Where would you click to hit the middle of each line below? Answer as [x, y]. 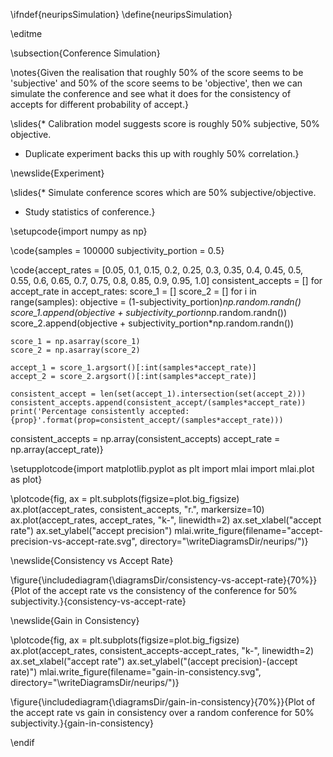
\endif [22, 742]
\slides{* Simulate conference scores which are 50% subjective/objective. [163, 192]
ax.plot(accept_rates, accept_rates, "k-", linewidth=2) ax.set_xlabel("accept [166, 520]
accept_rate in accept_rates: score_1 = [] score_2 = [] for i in [133, 291]
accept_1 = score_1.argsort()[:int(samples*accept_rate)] [133, 368]
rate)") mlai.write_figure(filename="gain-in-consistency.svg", [136, 672]
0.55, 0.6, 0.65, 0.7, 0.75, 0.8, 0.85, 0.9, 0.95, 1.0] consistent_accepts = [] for [166, 280]
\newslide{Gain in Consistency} [75, 620]
